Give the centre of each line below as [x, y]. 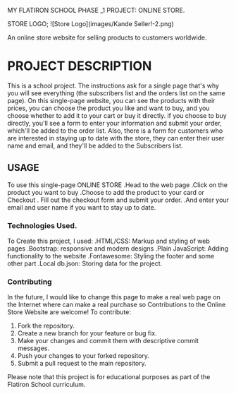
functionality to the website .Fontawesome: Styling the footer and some [111, 256]
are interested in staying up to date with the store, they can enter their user [116, 138]
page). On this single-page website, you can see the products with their [111, 100]
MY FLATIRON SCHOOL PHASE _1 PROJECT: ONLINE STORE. [96, 10]
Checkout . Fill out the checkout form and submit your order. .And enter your [118, 200]
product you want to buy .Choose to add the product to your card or [106, 192]
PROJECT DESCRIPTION [80, 66]
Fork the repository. [46, 326]
